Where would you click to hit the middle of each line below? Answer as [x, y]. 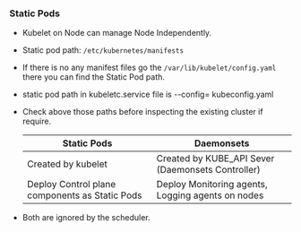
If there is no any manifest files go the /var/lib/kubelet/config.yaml [149, 68]
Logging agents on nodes [210, 195]
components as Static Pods [84, 195]
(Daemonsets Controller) [209, 170]
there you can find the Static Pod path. [94, 77]
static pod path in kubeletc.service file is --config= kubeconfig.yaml [148, 95]
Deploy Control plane [71, 185]
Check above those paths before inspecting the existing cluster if [142, 112]
